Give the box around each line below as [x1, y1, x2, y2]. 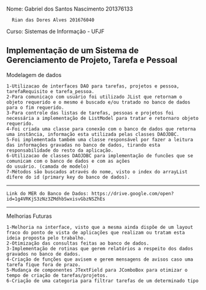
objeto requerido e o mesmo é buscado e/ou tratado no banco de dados [6, 99, 191, 105]
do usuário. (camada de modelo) [6, 163, 89, 169]
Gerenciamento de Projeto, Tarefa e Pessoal [6, 55, 178, 65]
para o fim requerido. [6, 104, 64, 111]
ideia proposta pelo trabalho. [6, 235, 86, 241]
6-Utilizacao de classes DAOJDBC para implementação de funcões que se [6, 152, 193, 158]
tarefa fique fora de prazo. [6, 261, 81, 268]
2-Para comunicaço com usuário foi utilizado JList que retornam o [6, 94, 183, 100]
